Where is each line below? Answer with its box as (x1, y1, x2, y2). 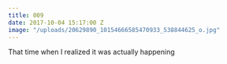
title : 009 (8, 11, 44, 20)
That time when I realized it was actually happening (8, 48, 175, 57)
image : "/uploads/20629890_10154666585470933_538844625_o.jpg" (8, 26, 221, 34)
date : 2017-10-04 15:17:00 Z (8, 19, 104, 27)
